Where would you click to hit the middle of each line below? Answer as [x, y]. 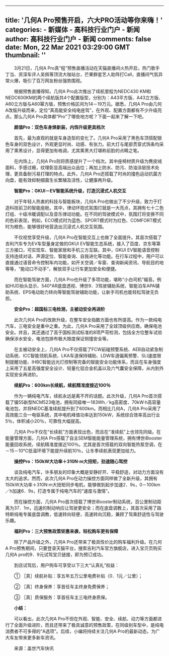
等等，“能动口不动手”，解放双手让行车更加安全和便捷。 [62, 269]
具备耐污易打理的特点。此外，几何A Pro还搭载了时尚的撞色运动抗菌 [88, 174]
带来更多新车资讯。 [38, 637]
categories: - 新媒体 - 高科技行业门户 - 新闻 [72, 30]
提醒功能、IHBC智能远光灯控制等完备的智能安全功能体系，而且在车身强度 [85, 362]
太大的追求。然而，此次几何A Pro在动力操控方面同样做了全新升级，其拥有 [81, 478]
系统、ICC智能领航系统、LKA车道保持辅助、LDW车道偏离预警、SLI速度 [83, 355]
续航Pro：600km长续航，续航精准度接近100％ [62, 385]
